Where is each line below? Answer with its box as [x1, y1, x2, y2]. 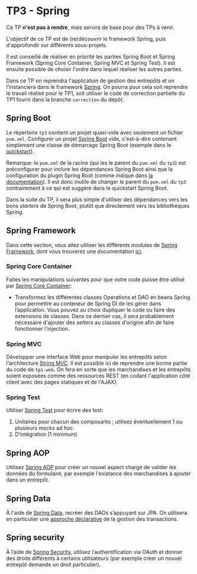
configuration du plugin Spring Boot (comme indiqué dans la [6, 172, 153, 179]
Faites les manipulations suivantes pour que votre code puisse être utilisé [6, 275, 185, 283]
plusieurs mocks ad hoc [14, 425, 73, 432]
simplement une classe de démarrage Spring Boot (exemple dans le [6, 141, 172, 149]
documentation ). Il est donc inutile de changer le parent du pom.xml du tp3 [6, 178, 186, 185]
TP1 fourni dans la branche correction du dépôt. [6, 96, 124, 103]
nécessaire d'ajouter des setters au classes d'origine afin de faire [14, 319, 175, 326]
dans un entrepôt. [6, 476, 50, 483]
